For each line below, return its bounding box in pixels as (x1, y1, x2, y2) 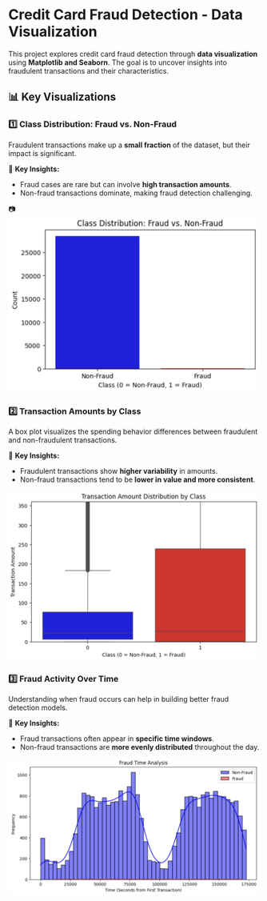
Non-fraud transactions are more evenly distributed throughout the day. (19, 743, 260, 752)
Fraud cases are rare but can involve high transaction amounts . (19, 179, 232, 189)
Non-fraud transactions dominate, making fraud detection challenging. (19, 188, 253, 198)
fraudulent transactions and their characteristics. (8, 66, 169, 75)
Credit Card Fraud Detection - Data (8, 6, 244, 24)
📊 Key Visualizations (8, 90, 117, 104)
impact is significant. (8, 148, 77, 158)
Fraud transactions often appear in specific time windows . (19, 734, 214, 743)
